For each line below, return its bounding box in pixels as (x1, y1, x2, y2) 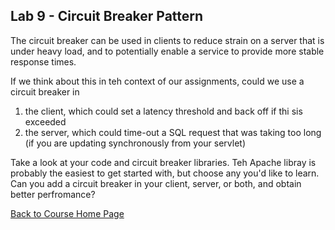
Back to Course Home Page (10, 207, 125, 219)
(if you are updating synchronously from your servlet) (24, 137, 247, 149)
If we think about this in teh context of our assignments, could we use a (10, 75, 305, 87)
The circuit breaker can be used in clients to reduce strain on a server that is (10, 34, 325, 46)
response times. (10, 55, 77, 68)
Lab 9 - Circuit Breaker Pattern (10, 8, 204, 25)
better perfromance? (10, 188, 96, 200)
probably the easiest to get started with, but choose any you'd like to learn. (10, 167, 320, 179)
